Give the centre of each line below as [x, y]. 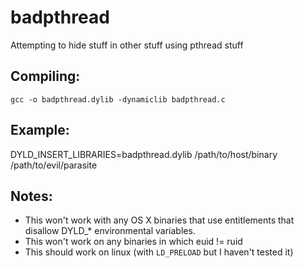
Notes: [31, 196]
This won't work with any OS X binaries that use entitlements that [159, 220]
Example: [40, 130]
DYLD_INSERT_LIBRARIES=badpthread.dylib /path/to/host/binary [144, 154]
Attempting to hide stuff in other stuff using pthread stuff [127, 45]
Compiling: [45, 76]
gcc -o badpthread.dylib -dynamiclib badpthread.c [118, 99]
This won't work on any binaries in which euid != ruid [133, 242]
